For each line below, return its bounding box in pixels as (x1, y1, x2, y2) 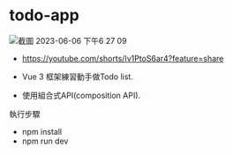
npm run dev (21, 136, 69, 146)
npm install (21, 126, 63, 137)
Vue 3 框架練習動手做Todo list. (21, 71, 134, 82)
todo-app (9, 5, 79, 26)
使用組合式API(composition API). (21, 90, 141, 100)
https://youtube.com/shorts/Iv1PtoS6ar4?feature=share (21, 53, 224, 63)
